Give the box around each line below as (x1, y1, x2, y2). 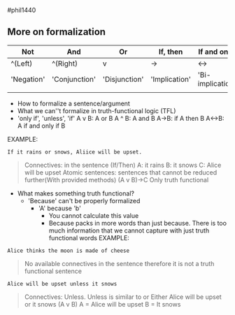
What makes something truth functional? (17, 189, 135, 198)
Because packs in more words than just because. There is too (48, 219, 227, 227)
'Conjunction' (51, 74, 97, 84)
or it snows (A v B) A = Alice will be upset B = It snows (24, 300, 181, 308)
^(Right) (51, 59, 78, 68)
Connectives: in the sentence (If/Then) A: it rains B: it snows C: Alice (24, 161, 222, 169)
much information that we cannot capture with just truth (48, 226, 210, 235)
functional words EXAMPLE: (48, 233, 129, 242)
